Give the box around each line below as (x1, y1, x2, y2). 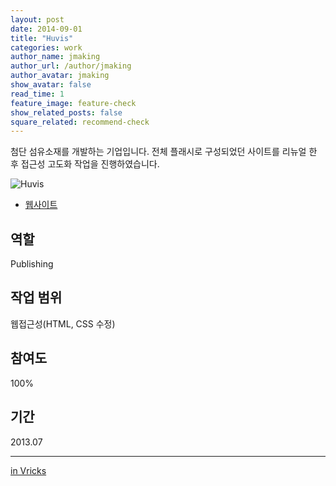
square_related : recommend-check (10, 117, 150, 127)
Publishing (10, 258, 54, 270)
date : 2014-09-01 (10, 24, 83, 34)
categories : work (10, 42, 83, 53)
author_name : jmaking (10, 52, 101, 62)
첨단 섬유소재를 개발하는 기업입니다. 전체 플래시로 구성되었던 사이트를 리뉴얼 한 (10, 146, 318, 158)
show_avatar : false (10, 80, 92, 90)
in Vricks (10, 464, 47, 476)
